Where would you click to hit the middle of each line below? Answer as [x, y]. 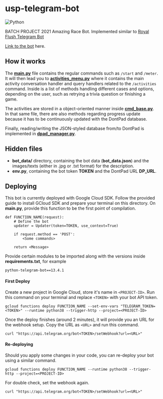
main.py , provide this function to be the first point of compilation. [71, 208]
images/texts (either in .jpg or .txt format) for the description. [73, 166]
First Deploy [18, 281]
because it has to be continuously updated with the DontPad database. [76, 119]
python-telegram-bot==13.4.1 [35, 270]
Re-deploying [19, 344]
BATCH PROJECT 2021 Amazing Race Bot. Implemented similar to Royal [77, 31]
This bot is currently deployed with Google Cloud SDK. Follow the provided [80, 198]
